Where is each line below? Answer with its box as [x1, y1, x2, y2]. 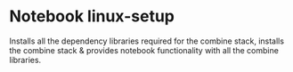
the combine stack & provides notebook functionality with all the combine [9, 44, 279, 55]
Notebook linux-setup [9, 6, 175, 27]
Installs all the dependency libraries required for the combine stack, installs [9, 36, 285, 46]
